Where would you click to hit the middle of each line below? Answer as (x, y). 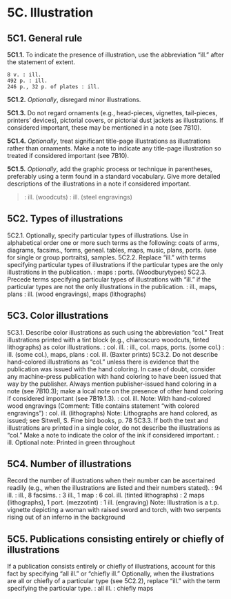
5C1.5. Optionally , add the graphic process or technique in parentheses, (110, 169)
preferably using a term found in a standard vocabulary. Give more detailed (114, 176)
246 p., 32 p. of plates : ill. (53, 87)
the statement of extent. (41, 62)
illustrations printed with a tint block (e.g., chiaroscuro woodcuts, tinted (108, 340)
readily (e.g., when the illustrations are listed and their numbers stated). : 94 (115, 488)
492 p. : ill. (28, 81)
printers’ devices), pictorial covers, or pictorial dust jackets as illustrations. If (115, 120)
